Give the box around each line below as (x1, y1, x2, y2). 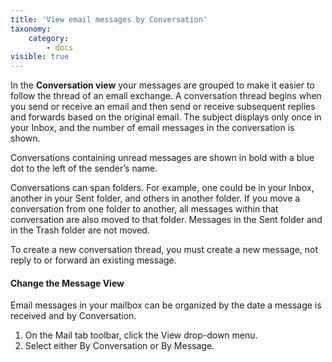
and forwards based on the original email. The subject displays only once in (10, 111, 322, 123)
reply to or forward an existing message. (10, 254, 177, 266)
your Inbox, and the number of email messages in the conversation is (10, 122, 295, 134)
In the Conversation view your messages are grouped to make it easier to (10, 79, 315, 91)
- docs (46, 42, 74, 53)
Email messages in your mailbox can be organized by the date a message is (10, 299, 322, 311)
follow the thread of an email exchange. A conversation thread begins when (10, 90, 322, 102)
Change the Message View (10, 277, 125, 289)
